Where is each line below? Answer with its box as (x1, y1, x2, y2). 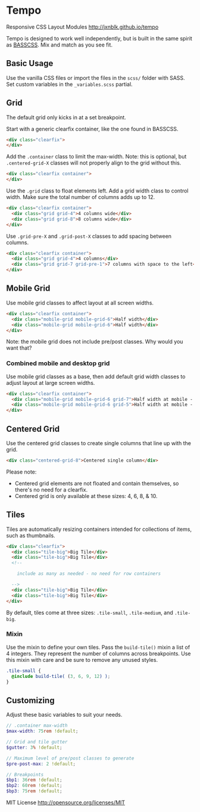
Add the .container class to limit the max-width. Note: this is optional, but (6, 153, 187, 160)
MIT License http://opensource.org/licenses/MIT (6, 799, 126, 806)
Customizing (6, 695, 55, 705)
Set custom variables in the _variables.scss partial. (6, 80, 133, 88)
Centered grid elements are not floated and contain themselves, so (14, 480, 179, 487)
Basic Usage (6, 58, 54, 69)
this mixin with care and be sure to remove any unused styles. (6, 656, 158, 663)
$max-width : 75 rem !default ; (6, 728, 79, 735)
